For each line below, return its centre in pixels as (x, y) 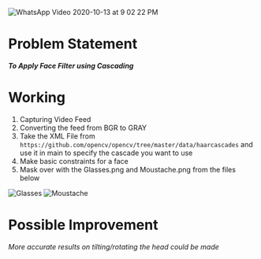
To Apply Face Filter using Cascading (71, 65)
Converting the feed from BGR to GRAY (83, 128)
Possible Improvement (83, 225)
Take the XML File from (58, 136)
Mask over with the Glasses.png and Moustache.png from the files (128, 169)
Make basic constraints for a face (74, 161)
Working (37, 98)
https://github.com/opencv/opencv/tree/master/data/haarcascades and (136, 144)
